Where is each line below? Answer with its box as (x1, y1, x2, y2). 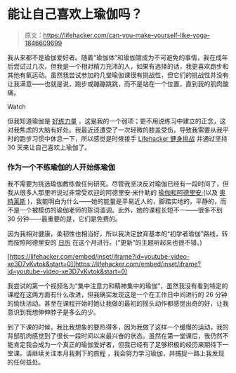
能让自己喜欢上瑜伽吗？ (7, 6, 143, 22)
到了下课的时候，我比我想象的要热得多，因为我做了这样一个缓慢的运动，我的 (7, 323, 229, 332)
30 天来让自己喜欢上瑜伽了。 (7, 143, 91, 151)
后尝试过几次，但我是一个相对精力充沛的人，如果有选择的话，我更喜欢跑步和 (7, 62, 229, 70)
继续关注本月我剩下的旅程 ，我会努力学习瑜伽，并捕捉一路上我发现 (31, 349, 225, 358)
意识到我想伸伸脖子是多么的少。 (7, 308, 100, 316)
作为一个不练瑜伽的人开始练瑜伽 (7, 162, 116, 172)
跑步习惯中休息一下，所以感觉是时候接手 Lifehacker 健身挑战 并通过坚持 (19, 134, 228, 142)
